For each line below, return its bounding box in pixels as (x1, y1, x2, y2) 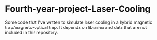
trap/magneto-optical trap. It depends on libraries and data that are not (5, 24, 147, 30)
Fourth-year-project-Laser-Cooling (5, 3, 151, 14)
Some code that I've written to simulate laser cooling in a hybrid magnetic (5, 19, 153, 25)
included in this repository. (5, 29, 58, 35)
